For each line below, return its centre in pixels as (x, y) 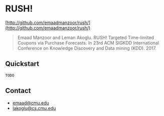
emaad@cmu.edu (31, 102)
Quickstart (22, 64)
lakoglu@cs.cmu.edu (34, 108)
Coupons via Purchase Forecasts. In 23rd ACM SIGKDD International (88, 42)
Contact (18, 91)
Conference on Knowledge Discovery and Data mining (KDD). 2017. (87, 48)
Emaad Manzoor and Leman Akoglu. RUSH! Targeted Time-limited (86, 37)
